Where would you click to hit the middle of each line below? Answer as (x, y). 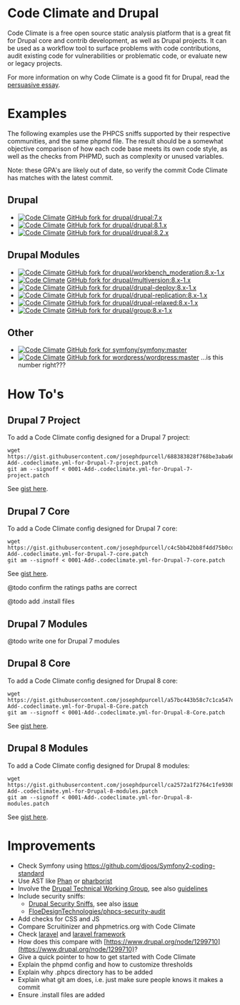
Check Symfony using (50, 866)
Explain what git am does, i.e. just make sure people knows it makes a (120, 979)
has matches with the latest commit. (61, 177)
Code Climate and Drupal (83, 13)
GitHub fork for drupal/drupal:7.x (115, 217)
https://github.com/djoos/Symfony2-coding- (150, 866)
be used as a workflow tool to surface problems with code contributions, (114, 48)
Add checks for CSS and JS (59, 919)
